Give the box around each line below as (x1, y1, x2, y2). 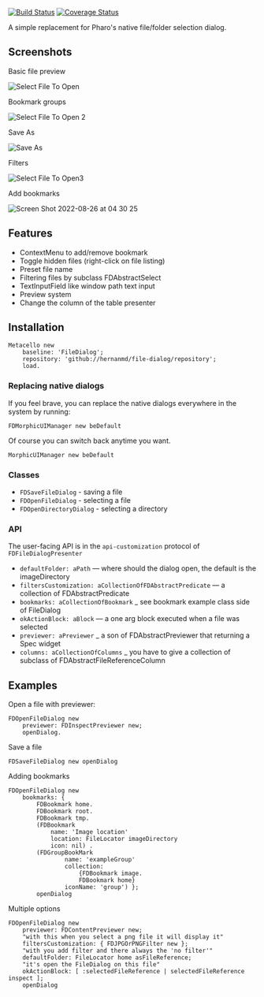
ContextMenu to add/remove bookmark (19, 247, 148, 257)
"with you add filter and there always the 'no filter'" (22, 947, 214, 955)
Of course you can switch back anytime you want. (8, 436, 171, 445)
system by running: (8, 407, 71, 416)
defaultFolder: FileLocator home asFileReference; (22, 954, 192, 962)
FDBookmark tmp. (36, 814, 90, 823)
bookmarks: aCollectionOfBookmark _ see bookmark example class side (19, 597, 251, 607)
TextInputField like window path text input (19, 281, 155, 291)
